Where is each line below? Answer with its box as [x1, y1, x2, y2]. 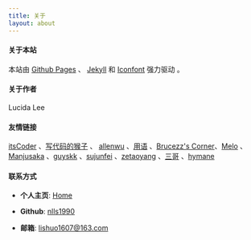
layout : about [8, 19, 56, 27]
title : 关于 [8, 11, 46, 20]
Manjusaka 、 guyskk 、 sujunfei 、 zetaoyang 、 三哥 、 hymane [8, 152, 215, 161]
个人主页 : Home [19, 190, 73, 201]
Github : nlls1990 [19, 206, 75, 217]
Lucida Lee [8, 102, 46, 112]
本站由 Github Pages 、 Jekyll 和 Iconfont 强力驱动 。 [8, 64, 185, 74]
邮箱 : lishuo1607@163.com [19, 223, 109, 233]
